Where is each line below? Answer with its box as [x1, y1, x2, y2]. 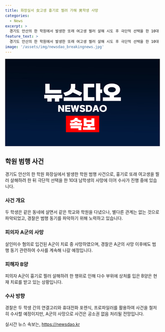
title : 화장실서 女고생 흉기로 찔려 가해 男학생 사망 [5, 8, 98, 13]
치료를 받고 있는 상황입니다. [10, 279, 63, 285]
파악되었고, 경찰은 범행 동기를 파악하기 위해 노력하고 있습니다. [5, 215, 123, 221]
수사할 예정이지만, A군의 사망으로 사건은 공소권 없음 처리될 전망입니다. [10, 311, 144, 317]
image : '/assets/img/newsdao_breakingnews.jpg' [5, 44, 105, 49]
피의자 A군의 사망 [5, 229, 44, 236]
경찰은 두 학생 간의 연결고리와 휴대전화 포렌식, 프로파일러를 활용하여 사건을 [5, 305, 148, 311]
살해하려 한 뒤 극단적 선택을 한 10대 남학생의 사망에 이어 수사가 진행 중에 [10, 178, 148, 184]
